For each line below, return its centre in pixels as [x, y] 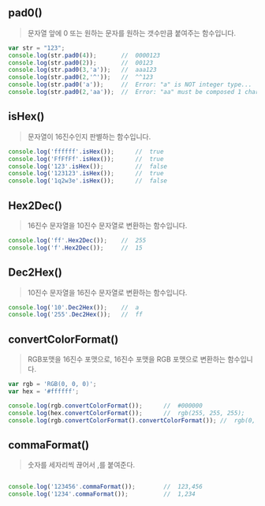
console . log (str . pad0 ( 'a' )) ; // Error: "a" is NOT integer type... [130, 85]
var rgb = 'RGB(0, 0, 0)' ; [52, 384]
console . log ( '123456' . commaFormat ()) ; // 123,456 [105, 487]
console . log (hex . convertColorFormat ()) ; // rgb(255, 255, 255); [127, 413]
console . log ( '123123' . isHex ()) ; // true [86, 174]
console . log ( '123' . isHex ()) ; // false [88, 166]
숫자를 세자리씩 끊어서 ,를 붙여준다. [81, 465]
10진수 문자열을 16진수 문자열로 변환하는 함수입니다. [107, 292]
